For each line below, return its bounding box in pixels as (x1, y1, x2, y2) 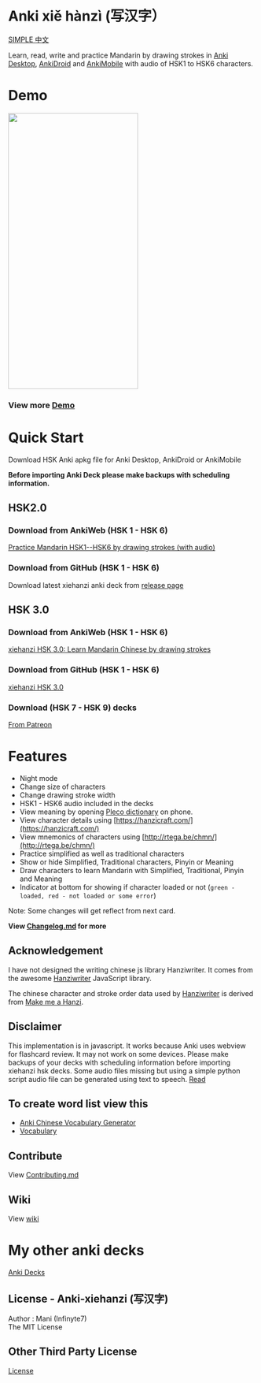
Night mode (19, 773, 58, 783)
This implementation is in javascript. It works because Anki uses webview (8, 1041, 246, 1050)
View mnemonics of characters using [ (19, 832, 145, 842)
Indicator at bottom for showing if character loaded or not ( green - (19, 882, 236, 891)
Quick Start (8, 429, 84, 446)
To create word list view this (8, 1097, 149, 1110)
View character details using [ (19, 815, 116, 824)
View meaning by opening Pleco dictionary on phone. (19, 807, 193, 816)
